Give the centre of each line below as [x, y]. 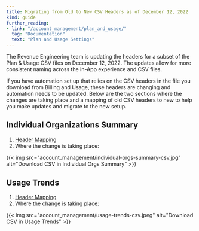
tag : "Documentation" [39, 34]
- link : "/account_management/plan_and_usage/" [67, 28]
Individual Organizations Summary [72, 125]
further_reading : [28, 23]
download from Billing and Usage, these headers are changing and [88, 87]
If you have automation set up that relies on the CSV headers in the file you [98, 81]
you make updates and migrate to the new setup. [66, 106]
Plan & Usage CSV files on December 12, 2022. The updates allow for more [99, 63]
